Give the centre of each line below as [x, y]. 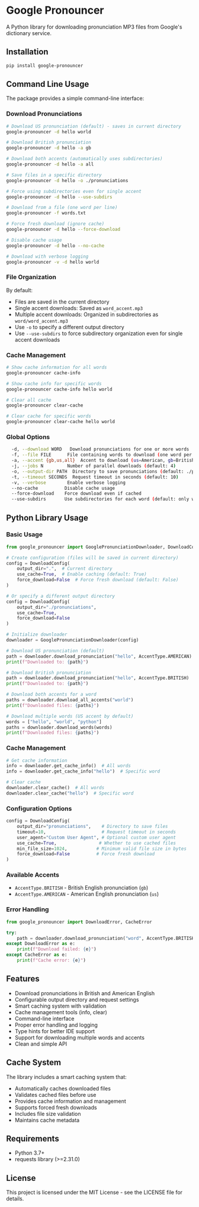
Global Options [28, 437]
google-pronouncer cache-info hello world [59, 389]
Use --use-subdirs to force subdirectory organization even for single [99, 333]
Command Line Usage [48, 84]
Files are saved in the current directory [62, 302]
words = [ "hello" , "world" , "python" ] [54, 722]
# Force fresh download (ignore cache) [55, 224]
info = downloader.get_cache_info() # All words [69, 766]
